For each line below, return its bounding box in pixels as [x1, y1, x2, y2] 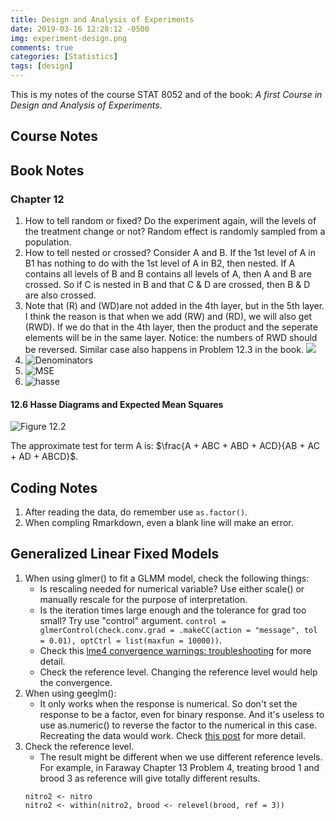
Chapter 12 [10, 192, 65, 206]
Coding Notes [10, 479, 98, 496]
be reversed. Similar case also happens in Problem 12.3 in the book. [24, 344, 304, 356]
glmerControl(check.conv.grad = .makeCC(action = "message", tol [39, 625, 318, 635]
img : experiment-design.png [10, 33, 128, 43]
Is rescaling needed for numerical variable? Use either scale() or [39, 582, 305, 595]
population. [24, 236, 72, 248]
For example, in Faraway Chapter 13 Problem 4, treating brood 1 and [39, 761, 320, 773]
